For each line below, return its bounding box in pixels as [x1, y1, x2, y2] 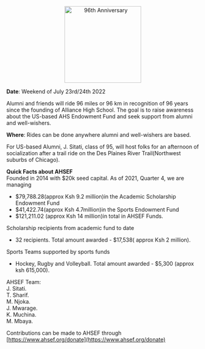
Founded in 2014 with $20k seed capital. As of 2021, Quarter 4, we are [6, 175, 185, 182]
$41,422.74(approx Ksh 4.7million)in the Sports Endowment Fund [15, 206, 179, 213]
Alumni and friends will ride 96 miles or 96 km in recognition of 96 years [6, 100, 188, 107]
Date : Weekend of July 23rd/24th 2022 [6, 88, 106, 95]
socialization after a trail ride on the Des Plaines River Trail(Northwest [6, 150, 181, 156]
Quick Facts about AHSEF [6, 168, 73, 175]
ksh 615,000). [15, 267, 50, 274]
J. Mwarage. [6, 304, 38, 312]
